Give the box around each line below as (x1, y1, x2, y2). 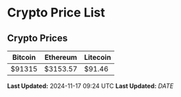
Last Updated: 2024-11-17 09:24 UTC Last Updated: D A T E (7, 82, 174, 90)
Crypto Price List (7, 5, 105, 21)
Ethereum (44, 53, 78, 62)
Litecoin (83, 53, 111, 62)
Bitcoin (12, 53, 36, 62)
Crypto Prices (7, 32, 68, 44)
